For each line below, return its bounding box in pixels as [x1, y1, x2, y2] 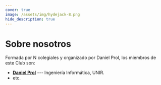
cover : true [5, 7, 30, 12]
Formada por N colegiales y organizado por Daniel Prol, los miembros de [5, 54, 156, 60]
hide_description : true [5, 16, 56, 21]
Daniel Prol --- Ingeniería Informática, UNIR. [12, 69, 104, 75]
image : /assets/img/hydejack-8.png [5, 12, 80, 17]
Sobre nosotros [5, 38, 72, 49]
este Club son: [5, 60, 35, 66]
